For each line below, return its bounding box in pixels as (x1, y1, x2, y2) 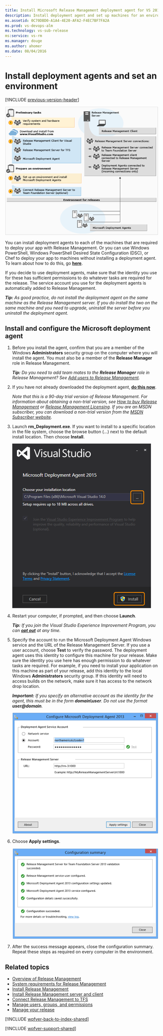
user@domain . (12, 703, 43, 709)
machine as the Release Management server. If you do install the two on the (5, 300, 158, 306)
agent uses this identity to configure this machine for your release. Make (12, 652, 157, 658)
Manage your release (12, 1007, 55, 1013)
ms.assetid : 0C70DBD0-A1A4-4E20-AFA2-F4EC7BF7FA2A (5, 18, 110, 23)
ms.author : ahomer (5, 44, 42, 49)
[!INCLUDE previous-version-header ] (5, 97, 80, 102)
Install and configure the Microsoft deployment (5, 324, 150, 333)
